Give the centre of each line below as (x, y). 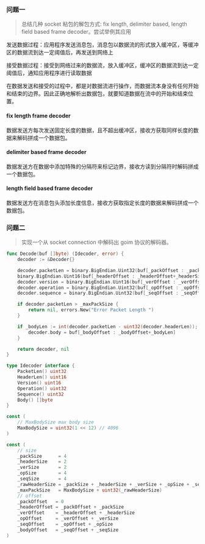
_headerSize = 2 (42, 462)
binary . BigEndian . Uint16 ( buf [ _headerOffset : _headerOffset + (96, 276)
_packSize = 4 (42, 456)
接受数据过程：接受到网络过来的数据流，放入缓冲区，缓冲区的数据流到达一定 (103, 65)
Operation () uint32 (42, 388)
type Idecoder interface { (41, 366)
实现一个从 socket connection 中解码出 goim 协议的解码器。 (96, 242)
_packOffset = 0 (41, 502)
